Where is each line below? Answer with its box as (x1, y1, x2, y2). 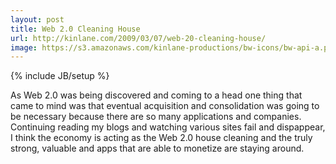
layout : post (10, 14, 65, 25)
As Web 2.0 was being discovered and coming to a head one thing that (10, 89, 303, 101)
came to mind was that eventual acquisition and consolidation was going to (10, 100, 320, 112)
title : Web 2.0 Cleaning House (10, 24, 141, 34)
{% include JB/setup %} (10, 70, 110, 82)
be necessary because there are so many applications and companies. (10, 111, 302, 123)
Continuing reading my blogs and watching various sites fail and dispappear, (10, 121, 326, 133)
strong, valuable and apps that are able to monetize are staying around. (10, 142, 305, 155)
